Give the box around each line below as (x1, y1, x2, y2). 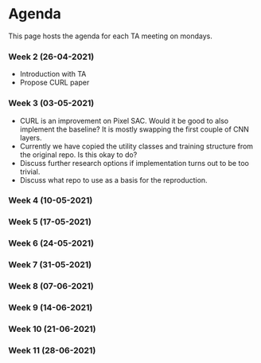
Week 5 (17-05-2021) (8, 216, 92, 227)
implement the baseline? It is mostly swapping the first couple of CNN (19, 124, 249, 134)
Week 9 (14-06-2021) (8, 302, 93, 314)
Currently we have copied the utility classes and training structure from (19, 141, 253, 151)
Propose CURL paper (19, 77, 90, 88)
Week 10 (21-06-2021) (8, 323, 96, 334)
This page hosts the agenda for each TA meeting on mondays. (8, 31, 212, 41)
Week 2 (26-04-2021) (8, 51, 95, 62)
